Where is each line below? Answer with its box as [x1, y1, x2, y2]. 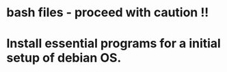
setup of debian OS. [6, 50, 122, 66]
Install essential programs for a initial [6, 36, 222, 52]
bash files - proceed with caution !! [6, 5, 209, 20]
